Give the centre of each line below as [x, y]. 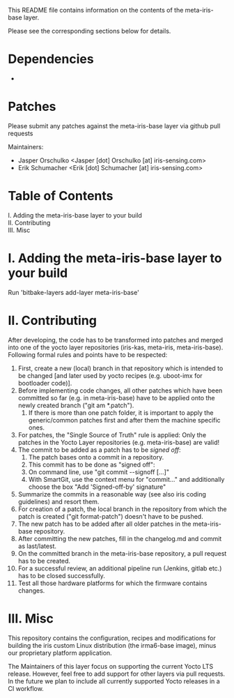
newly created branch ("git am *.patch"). [76, 405]
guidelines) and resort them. [58, 501]
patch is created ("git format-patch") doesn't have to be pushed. [111, 516]
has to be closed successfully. [61, 575]
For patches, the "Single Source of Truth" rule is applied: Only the [112, 434]
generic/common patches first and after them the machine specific [125, 420]
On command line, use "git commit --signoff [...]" [99, 472]
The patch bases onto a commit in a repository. [96, 457]
